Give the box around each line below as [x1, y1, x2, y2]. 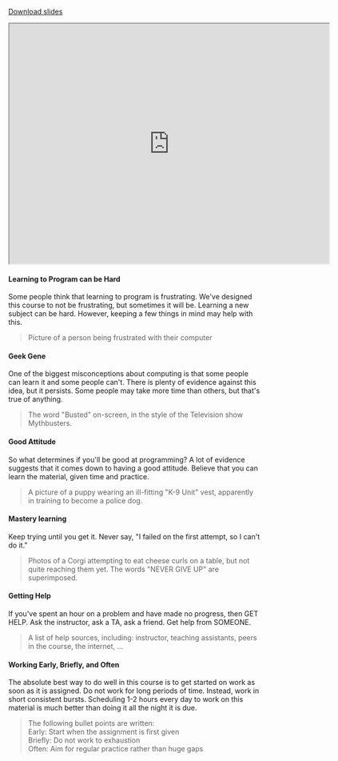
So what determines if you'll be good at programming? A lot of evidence [8, 455, 245, 464]
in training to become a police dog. [27, 495, 143, 505]
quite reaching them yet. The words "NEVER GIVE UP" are [27, 564, 220, 574]
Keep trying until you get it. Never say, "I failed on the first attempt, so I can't [8, 531, 260, 541]
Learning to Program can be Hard [8, 274, 121, 283]
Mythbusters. [27, 419, 72, 428]
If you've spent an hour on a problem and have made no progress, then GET [8, 609, 259, 619]
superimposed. [27, 572, 78, 583]
